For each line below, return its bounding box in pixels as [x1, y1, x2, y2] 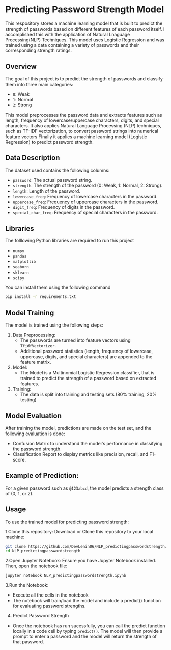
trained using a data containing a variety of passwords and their [5, 42, 139, 48]
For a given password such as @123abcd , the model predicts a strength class [5, 485, 164, 491]
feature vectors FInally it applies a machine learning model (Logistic [5, 133, 148, 140]
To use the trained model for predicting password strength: [5, 519, 129, 525]
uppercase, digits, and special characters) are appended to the [20, 354, 153, 360]
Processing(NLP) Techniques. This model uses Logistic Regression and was [5, 37, 164, 43]
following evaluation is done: [5, 430, 65, 437]
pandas [12, 254, 27, 259]
